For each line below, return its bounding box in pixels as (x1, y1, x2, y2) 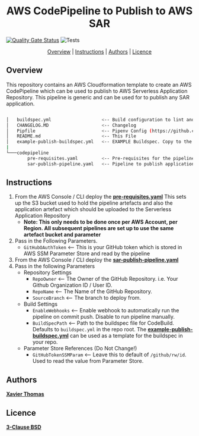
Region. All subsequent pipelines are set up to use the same (23, 225, 174, 232)
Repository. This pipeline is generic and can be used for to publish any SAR (6, 93, 190, 101)
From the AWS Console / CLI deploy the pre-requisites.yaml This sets (14, 193, 187, 200)
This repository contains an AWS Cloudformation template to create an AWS (6, 81, 192, 88)
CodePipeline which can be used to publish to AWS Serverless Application (6, 87, 188, 95)
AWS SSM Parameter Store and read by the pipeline (23, 250, 150, 257)
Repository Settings (23, 269, 72, 276)
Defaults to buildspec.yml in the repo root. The (32, 326, 147, 333)
